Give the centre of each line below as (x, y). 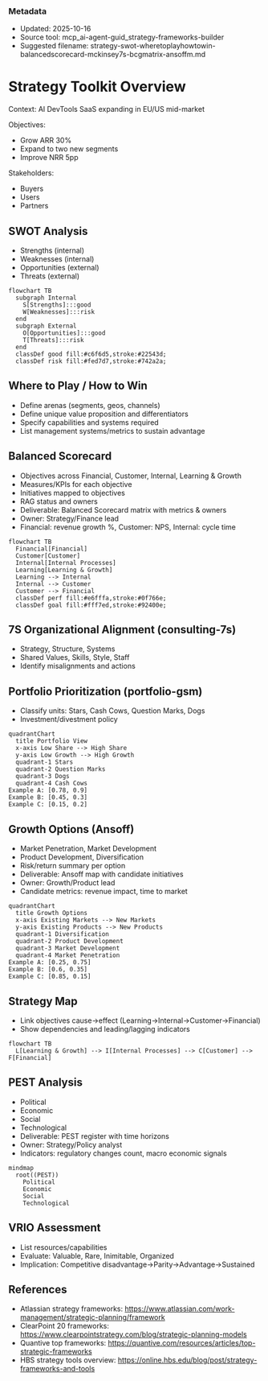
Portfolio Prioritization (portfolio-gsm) (106, 691)
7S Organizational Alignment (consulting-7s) (122, 630)
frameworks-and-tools (57, 1369)
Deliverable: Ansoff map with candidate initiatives (102, 874)
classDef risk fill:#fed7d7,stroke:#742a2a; (91, 361)
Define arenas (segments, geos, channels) (90, 405)
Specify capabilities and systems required (89, 422)
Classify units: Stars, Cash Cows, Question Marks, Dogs (112, 711)
